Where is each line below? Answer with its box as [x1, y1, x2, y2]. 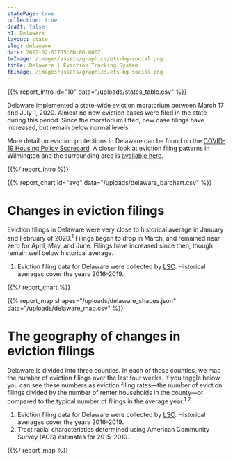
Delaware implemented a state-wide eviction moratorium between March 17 [7, 101, 225, 109]
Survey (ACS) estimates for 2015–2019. [17, 432, 130, 441]
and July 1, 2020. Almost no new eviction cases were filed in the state [7, 108, 207, 117]
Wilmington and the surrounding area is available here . [7, 151, 164, 160]
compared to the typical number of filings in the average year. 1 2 [7, 396, 191, 405]
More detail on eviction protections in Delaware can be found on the [7, 136, 202, 145]
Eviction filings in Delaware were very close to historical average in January [7, 225, 224, 234]
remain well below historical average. [7, 249, 114, 257]
